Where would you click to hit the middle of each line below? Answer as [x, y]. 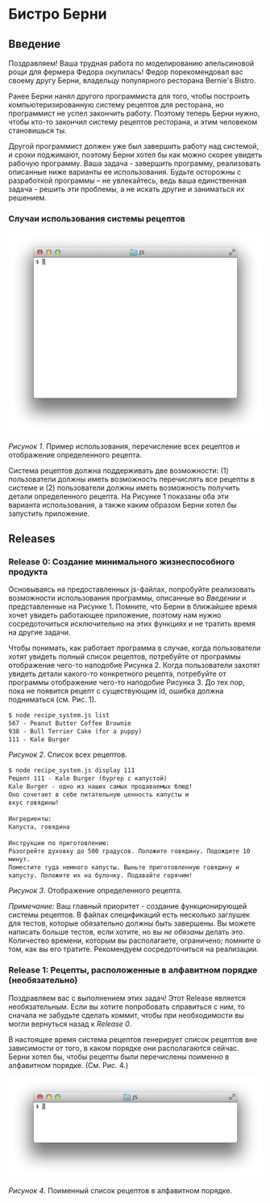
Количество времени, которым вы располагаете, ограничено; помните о [135, 941]
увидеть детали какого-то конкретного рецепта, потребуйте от [118, 674]
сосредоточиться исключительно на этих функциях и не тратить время [132, 624]
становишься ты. [37, 131]
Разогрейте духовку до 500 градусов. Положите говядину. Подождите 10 [129, 851]
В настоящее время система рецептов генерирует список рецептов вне [133, 1039]
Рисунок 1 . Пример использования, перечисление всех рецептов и [124, 446]
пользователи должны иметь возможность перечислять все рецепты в [132, 479]
